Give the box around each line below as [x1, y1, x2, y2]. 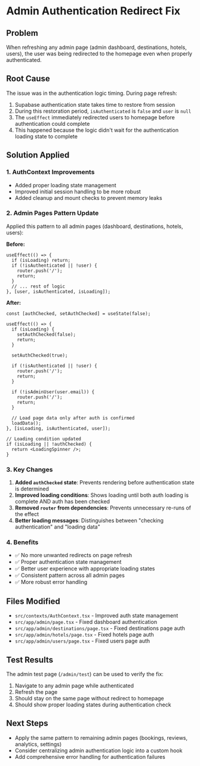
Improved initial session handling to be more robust [14, 188, 141, 195]
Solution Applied [6, 150, 70, 160]
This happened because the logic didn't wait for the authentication [14, 126, 179, 134]
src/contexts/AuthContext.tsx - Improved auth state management [14, 612, 179, 619]
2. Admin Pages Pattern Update [6, 209, 99, 217]
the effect [14, 511, 39, 518]
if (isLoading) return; [11, 257, 70, 263]
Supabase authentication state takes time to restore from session [14, 101, 176, 108]
